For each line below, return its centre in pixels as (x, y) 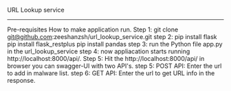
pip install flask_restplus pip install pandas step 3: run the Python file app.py (115, 44)
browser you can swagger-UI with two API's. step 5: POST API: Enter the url (114, 66)
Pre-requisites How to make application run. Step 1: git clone (93, 29)
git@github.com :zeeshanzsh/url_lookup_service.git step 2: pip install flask (112, 37)
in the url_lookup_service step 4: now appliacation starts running (99, 51)
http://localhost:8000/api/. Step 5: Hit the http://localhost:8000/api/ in (106, 58)
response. (21, 80)
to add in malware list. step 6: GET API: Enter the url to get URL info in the (111, 73)
